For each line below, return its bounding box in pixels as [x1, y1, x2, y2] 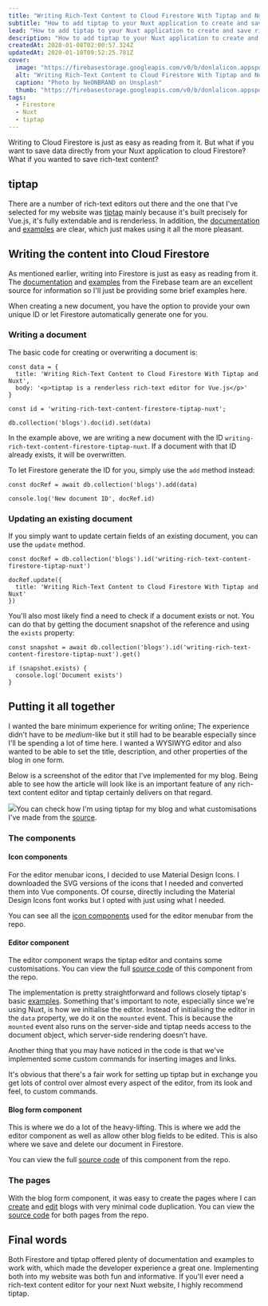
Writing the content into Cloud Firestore [8, 247, 210, 261]
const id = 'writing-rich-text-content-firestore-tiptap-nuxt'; [8, 405, 227, 413]
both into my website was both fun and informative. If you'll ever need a [8, 1271, 245, 1281]
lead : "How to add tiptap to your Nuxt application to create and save [8, 26, 251, 34]
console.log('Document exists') [15, 671, 124, 679]
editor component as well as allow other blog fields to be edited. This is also [8, 1131, 258, 1141]
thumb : [15, 85, 37, 94]
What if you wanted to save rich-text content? [8, 154, 159, 164]
